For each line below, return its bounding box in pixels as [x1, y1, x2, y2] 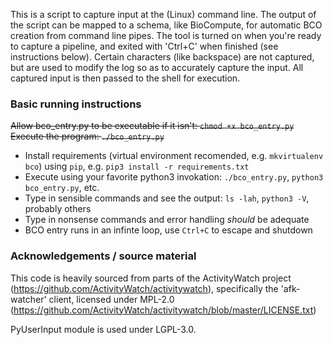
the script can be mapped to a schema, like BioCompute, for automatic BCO [10, 19, 323, 31]
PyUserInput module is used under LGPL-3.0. [10, 323, 197, 335]
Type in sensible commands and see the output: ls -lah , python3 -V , [24, 192, 310, 204]
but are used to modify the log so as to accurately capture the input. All [10, 62, 304, 73]
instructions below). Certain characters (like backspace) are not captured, [10, 51, 315, 63]
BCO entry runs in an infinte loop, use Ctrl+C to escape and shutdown [24, 224, 313, 236]
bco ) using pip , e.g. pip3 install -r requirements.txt [24, 160, 250, 173]
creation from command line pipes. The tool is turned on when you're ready [10, 30, 322, 41]
